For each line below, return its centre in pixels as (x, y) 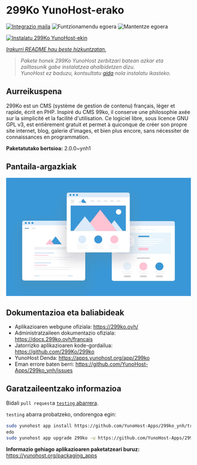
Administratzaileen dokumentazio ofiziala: (65, 333)
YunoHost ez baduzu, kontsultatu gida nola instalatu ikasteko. (96, 73)
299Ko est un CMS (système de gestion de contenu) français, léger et (91, 106)
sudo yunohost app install (39, 426)
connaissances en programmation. (48, 137)
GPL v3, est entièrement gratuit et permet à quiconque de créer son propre (97, 124)
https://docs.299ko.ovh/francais (54, 339)
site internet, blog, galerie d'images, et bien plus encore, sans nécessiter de (98, 130)
